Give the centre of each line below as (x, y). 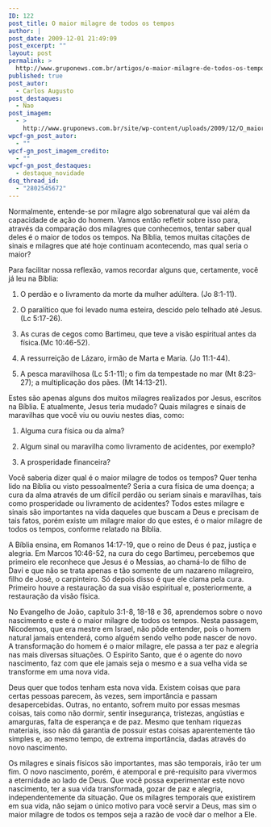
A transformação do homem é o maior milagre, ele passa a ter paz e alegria (133, 645)
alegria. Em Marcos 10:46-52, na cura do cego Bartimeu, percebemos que (132, 553)
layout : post (30, 53)
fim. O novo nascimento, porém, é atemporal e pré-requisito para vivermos (133, 771)
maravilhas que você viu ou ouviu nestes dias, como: (96, 415)
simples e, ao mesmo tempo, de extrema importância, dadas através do (127, 738)
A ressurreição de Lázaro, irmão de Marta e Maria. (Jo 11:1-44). (125, 358)
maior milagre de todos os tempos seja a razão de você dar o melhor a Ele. (133, 814)
